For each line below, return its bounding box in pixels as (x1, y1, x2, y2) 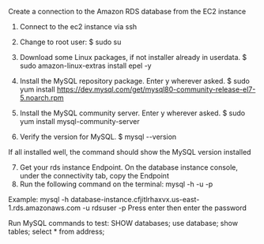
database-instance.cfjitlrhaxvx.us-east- (70, 195, 200, 204)
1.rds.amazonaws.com (8, 203, 81, 212)
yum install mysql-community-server (19, 117, 140, 126)
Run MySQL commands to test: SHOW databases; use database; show (8, 219, 239, 227)
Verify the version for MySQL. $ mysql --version (19, 132, 177, 141)
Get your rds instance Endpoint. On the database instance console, (19, 163, 239, 172)
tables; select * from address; (8, 227, 105, 236)
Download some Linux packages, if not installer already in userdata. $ (19, 53, 247, 62)
